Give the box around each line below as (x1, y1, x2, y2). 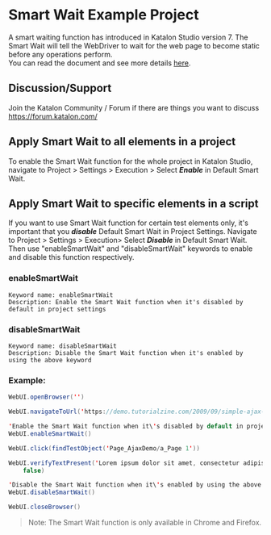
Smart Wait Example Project (8, 6, 199, 24)
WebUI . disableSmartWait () (8, 488, 95, 497)
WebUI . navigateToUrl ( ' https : (8, 408, 106, 416)
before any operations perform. (8, 49, 113, 59)
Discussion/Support (8, 82, 112, 95)
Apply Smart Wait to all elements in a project (8, 135, 236, 148)
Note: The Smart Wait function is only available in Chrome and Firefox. (27, 518, 262, 528)
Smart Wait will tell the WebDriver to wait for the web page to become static (8, 40, 261, 50)
